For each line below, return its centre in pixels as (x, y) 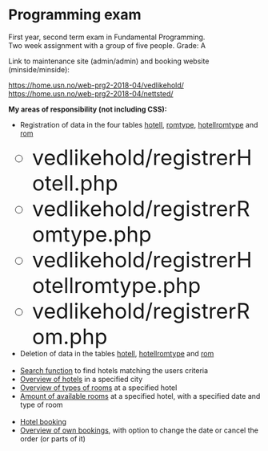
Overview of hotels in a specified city (81, 379)
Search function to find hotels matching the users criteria (114, 370)
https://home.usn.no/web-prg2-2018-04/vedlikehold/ (96, 85)
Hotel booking (43, 421)
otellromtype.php (116, 285)
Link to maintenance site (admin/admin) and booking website (109, 61)
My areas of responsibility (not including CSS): (88, 109)
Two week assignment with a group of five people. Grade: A (107, 45)
